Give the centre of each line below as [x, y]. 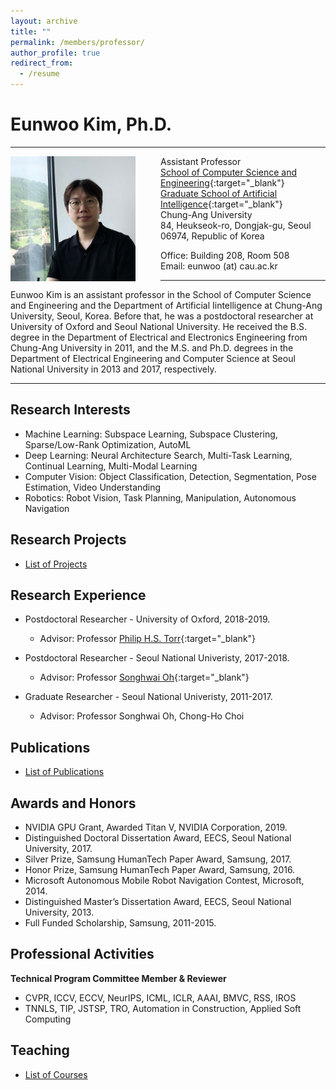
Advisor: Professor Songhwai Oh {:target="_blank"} [144, 677]
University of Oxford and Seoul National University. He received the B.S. [159, 326]
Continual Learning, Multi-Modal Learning [111, 466]
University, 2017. [58, 848]
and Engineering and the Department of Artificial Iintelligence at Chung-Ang [166, 305]
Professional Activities [82, 954]
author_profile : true [55, 53]
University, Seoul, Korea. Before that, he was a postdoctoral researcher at [162, 316]
